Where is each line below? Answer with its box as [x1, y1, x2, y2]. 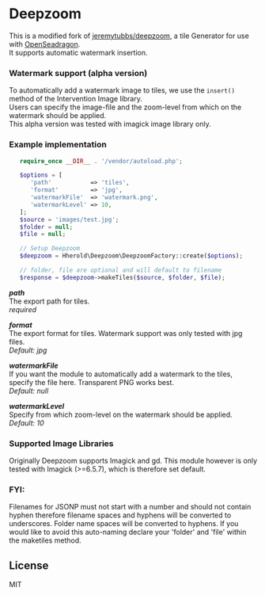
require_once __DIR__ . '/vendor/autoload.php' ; [19, 157, 183, 165]
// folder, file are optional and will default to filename [19, 266, 222, 274]
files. [9, 337, 25, 346]
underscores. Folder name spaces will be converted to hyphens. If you [9, 519, 239, 528]
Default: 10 [9, 418, 44, 428]
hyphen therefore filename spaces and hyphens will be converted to [9, 510, 232, 520]
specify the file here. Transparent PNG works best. [9, 377, 175, 387]
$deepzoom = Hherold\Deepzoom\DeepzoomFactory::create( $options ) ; [19, 252, 244, 260]
